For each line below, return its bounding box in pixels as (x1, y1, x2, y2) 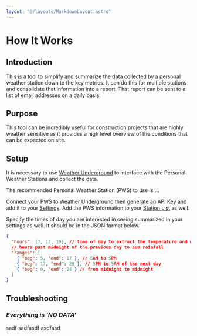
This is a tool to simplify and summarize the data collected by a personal (6, 73, 181, 80)
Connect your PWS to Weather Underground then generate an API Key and (6, 198, 187, 206)
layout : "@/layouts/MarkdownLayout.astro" (6, 8, 111, 15)
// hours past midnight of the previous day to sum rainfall (11, 244, 164, 250)
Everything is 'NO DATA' (6, 311, 77, 319)
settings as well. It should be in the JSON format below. (6, 222, 140, 229)
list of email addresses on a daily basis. (6, 92, 101, 99)
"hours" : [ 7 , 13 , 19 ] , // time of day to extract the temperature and (11, 239, 188, 245)
